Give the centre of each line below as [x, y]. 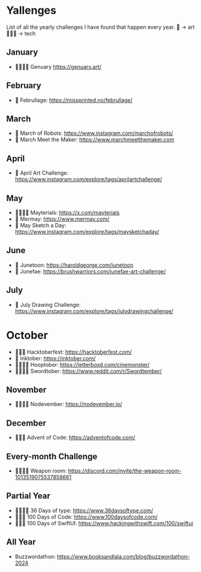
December [26, 423]
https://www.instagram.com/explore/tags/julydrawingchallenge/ [94, 311]
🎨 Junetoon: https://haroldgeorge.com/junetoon [74, 265]
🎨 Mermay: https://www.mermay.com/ [62, 219]
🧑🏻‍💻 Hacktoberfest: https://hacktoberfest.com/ [73, 352]
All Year [21, 542]
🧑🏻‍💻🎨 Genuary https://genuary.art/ [58, 67]
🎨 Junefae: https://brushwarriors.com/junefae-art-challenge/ [90, 271]
